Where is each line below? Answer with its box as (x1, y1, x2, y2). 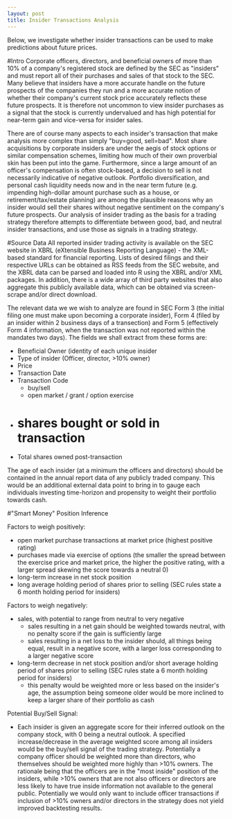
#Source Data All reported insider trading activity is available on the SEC (7, 238, 213, 247)
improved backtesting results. (17, 804, 102, 813)
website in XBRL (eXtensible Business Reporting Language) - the (7, 246, 192, 254)
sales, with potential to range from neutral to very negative (17, 615, 185, 623)
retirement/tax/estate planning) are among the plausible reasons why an (7, 195, 213, 204)
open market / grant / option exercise (27, 390, 134, 399)
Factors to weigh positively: (7, 522, 86, 531)
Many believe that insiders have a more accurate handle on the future (7, 78, 206, 87)
